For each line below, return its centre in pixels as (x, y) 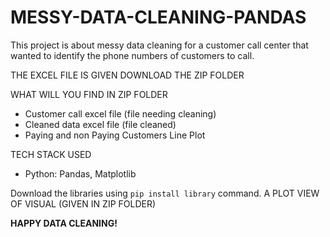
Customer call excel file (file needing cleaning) (120, 113)
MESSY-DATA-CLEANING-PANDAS (158, 17)
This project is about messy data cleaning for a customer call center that (159, 45)
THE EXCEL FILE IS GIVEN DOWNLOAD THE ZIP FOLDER (127, 75)
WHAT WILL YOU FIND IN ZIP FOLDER (89, 94)
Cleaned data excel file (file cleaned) (100, 124)
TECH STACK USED (51, 154)
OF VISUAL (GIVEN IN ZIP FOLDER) (83, 203)
